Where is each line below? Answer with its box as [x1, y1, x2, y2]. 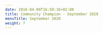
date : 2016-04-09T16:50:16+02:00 [5, 7, 74, 12]
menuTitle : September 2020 [5, 16, 61, 21]
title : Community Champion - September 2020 [5, 12, 99, 16]
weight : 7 [5, 20, 26, 26]
